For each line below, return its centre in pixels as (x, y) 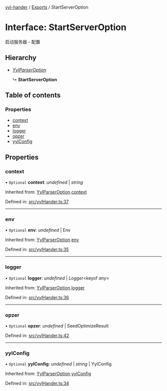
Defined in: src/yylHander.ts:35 (37, 250)
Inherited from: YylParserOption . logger (45, 288)
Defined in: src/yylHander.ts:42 (37, 336)
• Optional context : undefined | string (44, 182)
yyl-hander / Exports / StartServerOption (47, 7)
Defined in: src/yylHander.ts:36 (37, 297)
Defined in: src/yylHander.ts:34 (37, 384)
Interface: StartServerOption (66, 27)
